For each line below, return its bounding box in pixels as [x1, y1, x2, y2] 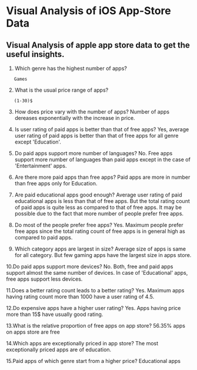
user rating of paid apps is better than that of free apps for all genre [14, 132, 179, 139]
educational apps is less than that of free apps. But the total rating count [14, 198, 190, 204]
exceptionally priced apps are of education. [6, 346, 112, 353]
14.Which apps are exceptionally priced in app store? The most [6, 340, 159, 346]
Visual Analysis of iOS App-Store [6, 4, 172, 18]
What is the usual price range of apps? [14, 86, 109, 94]
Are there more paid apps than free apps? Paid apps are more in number [14, 174, 191, 181]
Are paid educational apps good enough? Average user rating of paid [14, 191, 182, 198]
